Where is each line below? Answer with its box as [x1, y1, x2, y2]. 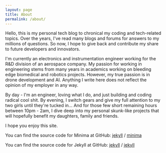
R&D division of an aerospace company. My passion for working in [5, 61, 142, 67]
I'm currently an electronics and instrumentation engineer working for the [5, 56, 156, 62]
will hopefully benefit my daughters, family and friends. [5, 113, 119, 119]
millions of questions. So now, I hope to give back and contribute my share [5, 41, 159, 47]
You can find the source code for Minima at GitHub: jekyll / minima [5, 133, 142, 139]
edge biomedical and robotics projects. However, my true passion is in [5, 72, 150, 78]
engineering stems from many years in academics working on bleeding [5, 66, 151, 72]
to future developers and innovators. [5, 46, 80, 52]
